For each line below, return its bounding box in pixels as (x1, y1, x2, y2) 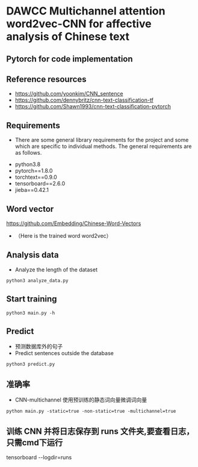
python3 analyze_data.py (6, 277, 69, 283)
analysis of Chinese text (6, 30, 130, 43)
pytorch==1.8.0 (14, 167, 53, 175)
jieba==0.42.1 (14, 187, 49, 194)
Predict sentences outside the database (14, 350, 114, 357)
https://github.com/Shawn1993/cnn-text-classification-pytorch (14, 103, 172, 110)
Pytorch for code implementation (6, 54, 134, 64)
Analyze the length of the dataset (14, 266, 98, 273)
